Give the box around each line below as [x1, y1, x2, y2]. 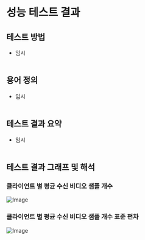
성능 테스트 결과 [6, 5, 80, 20]
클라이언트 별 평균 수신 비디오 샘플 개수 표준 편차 [6, 213, 139, 221]
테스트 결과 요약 [6, 118, 62, 129]
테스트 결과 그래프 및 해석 [6, 162, 96, 173]
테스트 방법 [6, 32, 46, 42]
